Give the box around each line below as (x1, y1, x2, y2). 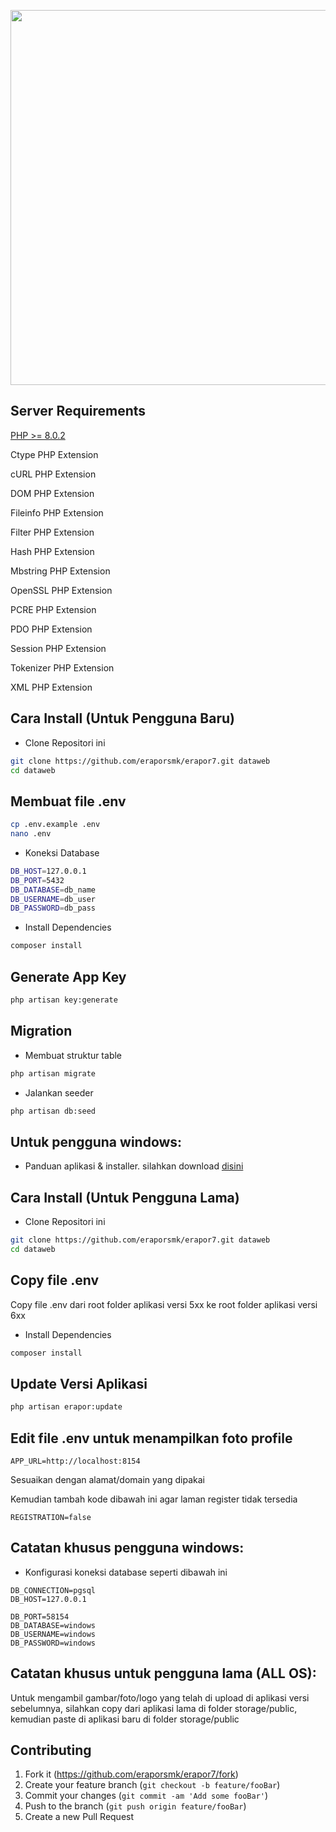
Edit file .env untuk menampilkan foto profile (10, 1430, 293, 1447)
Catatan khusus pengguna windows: (10, 1540, 245, 1557)
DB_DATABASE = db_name (10, 885, 97, 895)
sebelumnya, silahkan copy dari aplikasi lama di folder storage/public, (10, 1702, 298, 1714)
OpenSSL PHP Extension (10, 584, 113, 596)
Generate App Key (10, 968, 127, 985)
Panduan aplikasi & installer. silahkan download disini (24, 1160, 244, 1172)
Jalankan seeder (24, 1086, 94, 1099)
